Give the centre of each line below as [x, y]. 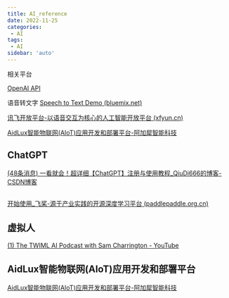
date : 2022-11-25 [33, 20]
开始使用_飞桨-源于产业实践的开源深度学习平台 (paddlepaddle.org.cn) [108, 204]
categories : [25, 27]
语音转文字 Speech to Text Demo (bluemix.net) [75, 102]
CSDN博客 [22, 182]
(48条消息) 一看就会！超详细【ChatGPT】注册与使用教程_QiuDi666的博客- [115, 173]
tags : [15, 40]
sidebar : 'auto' [31, 54]
